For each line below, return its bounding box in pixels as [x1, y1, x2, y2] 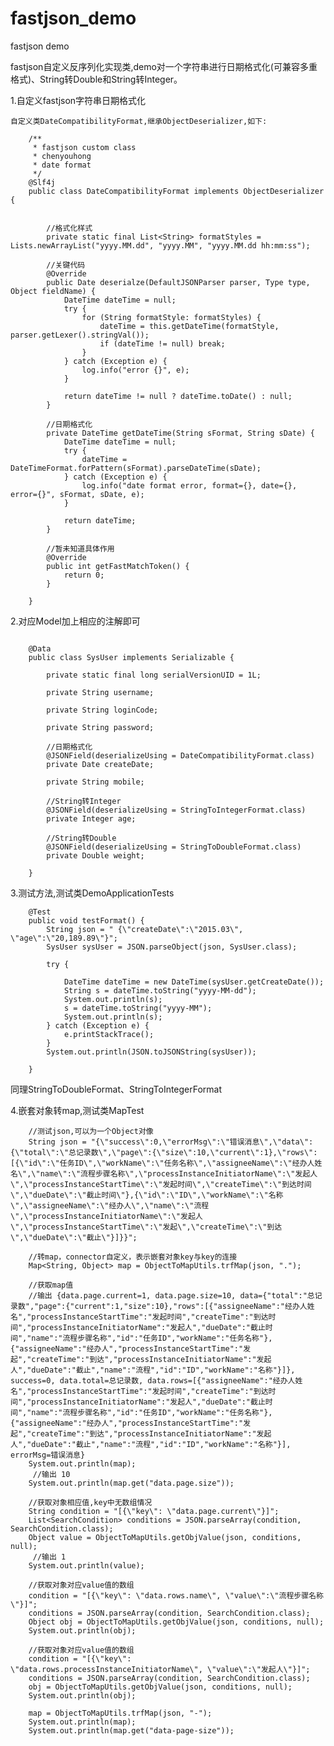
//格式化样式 [46, 223, 93, 233]
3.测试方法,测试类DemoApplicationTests [10, 887, 175, 899]
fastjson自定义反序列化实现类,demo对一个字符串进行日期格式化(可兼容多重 [10, 60, 318, 72]
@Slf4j [28, 177, 56, 187]
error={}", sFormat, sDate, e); [10, 489, 145, 499]
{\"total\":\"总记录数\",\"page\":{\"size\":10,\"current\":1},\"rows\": [10, 1147, 318, 1157]
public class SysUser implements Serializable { [28, 652, 235, 662]
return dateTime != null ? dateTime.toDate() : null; [63, 391, 293, 401]
